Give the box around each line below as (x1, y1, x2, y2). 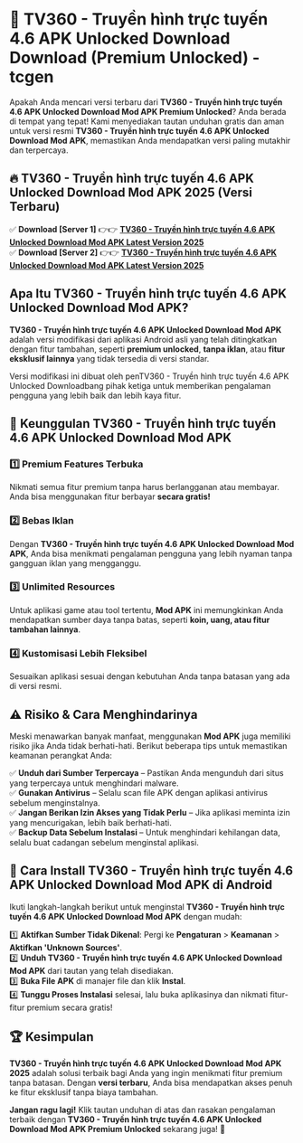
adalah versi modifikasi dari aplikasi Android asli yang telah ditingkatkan (9, 334, 278, 345)
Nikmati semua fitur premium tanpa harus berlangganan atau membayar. (9, 482, 280, 493)
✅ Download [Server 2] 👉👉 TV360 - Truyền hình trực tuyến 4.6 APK (9, 247, 278, 258)
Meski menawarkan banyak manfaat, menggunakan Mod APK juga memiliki (9, 731, 291, 742)
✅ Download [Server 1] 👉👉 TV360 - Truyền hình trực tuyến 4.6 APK (9, 223, 276, 234)
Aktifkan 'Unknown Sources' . (9, 941, 123, 953)
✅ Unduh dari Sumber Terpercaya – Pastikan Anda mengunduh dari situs (9, 767, 284, 778)
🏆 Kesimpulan (9, 1029, 94, 1044)
